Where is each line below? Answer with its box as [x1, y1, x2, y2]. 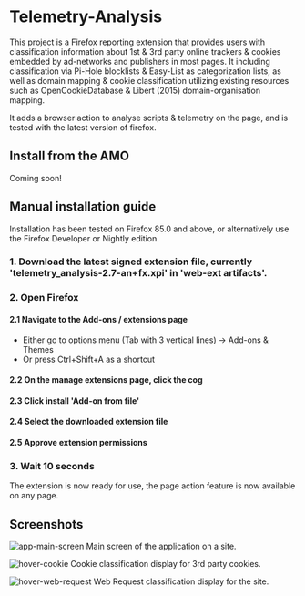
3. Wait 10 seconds [9, 459, 96, 472]
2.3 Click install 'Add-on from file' [9, 395, 139, 406]
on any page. [9, 490, 59, 501]
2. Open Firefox [9, 292, 79, 304]
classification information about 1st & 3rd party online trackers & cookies [9, 46, 281, 57]
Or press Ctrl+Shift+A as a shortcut [22, 354, 156, 365]
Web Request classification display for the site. [93, 576, 269, 587]
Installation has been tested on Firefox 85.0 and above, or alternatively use [9, 223, 290, 234]
